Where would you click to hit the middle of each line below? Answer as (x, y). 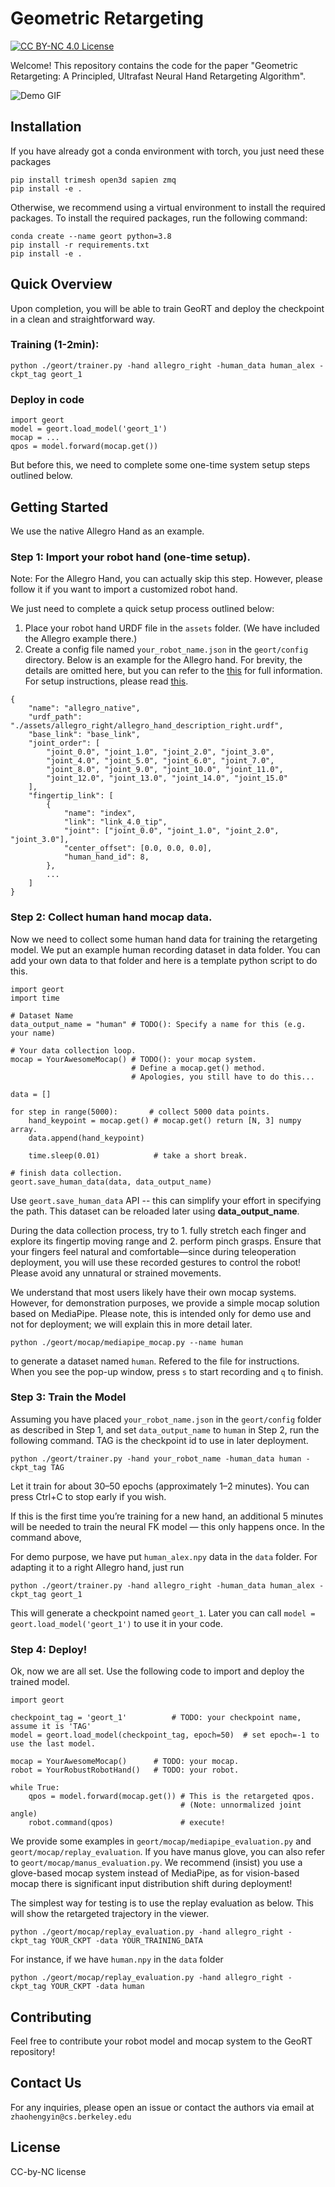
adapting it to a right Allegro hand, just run (97, 1567)
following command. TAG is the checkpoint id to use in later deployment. (159, 1440)
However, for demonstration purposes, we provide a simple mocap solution (165, 1303)
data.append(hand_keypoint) (86, 1138)
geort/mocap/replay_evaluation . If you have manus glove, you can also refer (167, 1852)
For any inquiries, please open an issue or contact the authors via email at (162, 2107)
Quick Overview (61, 284)
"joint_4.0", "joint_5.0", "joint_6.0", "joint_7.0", (160, 761)
